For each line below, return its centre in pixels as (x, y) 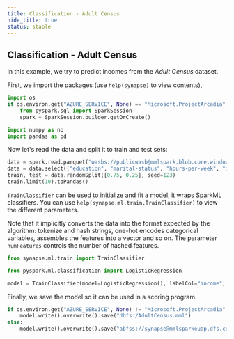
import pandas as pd (37, 136)
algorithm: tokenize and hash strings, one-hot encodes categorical (103, 230)
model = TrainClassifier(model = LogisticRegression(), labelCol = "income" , (117, 283)
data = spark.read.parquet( (48, 162)
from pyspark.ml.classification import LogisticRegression (95, 271)
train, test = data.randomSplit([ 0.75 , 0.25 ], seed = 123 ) (92, 175)
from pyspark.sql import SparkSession (76, 111)
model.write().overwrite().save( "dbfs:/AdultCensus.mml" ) (106, 316)
